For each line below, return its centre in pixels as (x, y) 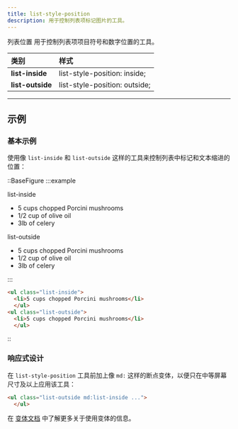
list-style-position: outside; (105, 84)
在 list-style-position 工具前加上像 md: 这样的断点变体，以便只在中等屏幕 (117, 375)
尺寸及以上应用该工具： (41, 384)
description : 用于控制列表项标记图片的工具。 (68, 21)
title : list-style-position (49, 14)
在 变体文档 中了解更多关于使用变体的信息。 (71, 418)
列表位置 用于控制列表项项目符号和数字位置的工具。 (83, 41)
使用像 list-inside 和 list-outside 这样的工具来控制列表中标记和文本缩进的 (119, 158)
